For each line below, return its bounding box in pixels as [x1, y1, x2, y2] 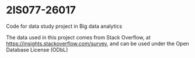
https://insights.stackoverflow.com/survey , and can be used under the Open [6, 40, 190, 47]
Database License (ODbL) [6, 46, 68, 53]
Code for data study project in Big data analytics [6, 23, 123, 30]
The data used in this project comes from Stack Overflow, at [6, 34, 151, 41]
